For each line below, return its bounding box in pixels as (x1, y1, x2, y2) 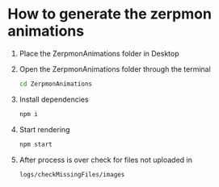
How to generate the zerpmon (7, 5, 212, 23)
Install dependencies (19, 94, 90, 104)
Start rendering (19, 124, 70, 134)
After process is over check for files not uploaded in (19, 155, 193, 164)
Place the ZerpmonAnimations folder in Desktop (19, 48, 179, 58)
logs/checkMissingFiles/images (19, 170, 125, 178)
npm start (19, 140, 53, 148)
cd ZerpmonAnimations (19, 80, 92, 88)
